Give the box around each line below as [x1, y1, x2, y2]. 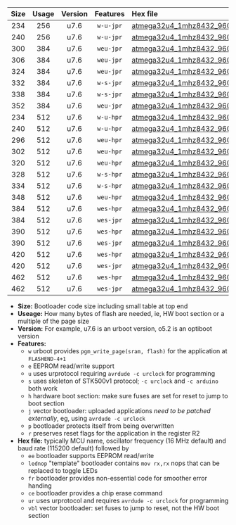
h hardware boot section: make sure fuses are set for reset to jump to [27, 392, 228, 400]
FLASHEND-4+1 [27, 355, 67, 362]
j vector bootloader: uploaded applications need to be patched [27, 407, 211, 415]
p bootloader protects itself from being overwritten [27, 422, 174, 430]
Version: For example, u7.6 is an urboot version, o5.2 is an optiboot [17, 324, 213, 333]
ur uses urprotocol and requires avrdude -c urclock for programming [27, 496, 229, 505]
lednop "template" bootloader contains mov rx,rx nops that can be [27, 459, 220, 467]
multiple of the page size [17, 317, 90, 325]
